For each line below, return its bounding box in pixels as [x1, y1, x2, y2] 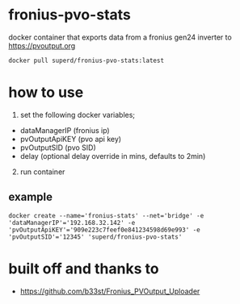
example [8, 190, 53, 204]
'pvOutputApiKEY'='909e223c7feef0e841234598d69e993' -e [8, 226, 200, 234]
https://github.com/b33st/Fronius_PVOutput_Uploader [19, 286, 200, 296]
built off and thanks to [8, 260, 159, 277]
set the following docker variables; [19, 110, 136, 119]
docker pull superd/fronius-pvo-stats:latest [8, 56, 164, 65]
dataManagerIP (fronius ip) [19, 125, 111, 135]
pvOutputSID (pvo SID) [19, 143, 97, 152]
